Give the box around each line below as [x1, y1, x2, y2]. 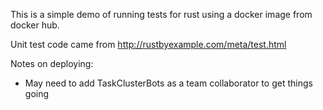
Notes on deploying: [10, 58, 94, 69]
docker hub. [10, 19, 60, 31]
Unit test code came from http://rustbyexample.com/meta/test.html [10, 39, 287, 50]
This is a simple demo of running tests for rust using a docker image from [10, 9, 313, 20]
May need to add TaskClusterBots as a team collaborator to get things [24, 77, 313, 89]
